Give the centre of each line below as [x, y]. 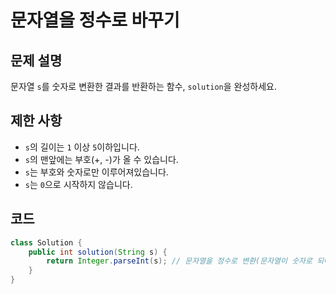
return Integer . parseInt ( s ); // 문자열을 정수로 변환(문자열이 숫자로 [179, 261]
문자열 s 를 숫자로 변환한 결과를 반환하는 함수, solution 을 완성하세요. [144, 86]
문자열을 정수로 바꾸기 [95, 20]
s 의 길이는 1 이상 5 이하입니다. [82, 147]
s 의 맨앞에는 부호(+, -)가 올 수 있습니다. [101, 159]
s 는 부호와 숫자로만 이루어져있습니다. [96, 172]
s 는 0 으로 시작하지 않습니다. [78, 184]
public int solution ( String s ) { [98, 252]
